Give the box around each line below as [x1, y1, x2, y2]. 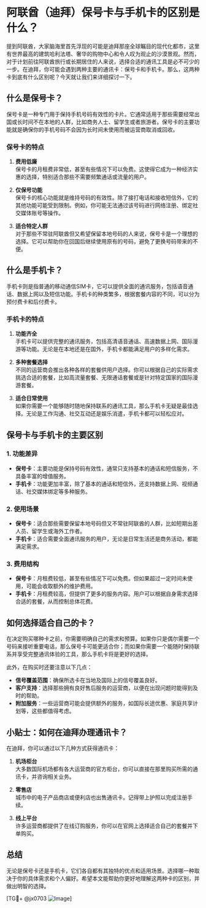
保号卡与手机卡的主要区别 [6, 430, 103, 440]
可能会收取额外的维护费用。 [26, 582, 96, 590]
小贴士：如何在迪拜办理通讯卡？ [6, 727, 128, 738]
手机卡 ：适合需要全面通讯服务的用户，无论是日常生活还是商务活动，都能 [15, 535, 198, 543]
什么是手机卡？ [6, 265, 63, 275]
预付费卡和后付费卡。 [6, 298, 60, 305]
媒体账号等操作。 [20, 210, 64, 217]
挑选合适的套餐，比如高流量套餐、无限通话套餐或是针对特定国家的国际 [15, 374, 193, 381]
